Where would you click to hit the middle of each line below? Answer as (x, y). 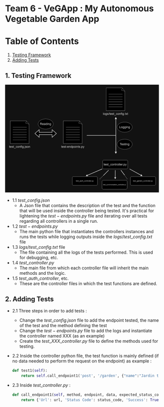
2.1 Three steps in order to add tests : (49, 311)
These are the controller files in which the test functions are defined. (88, 284)
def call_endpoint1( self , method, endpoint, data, (65, 395)
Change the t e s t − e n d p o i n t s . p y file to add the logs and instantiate (86, 331)
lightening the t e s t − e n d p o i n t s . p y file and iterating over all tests (83, 216)
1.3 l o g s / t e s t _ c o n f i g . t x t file (39, 247)
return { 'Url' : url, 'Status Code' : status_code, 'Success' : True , (91, 400)
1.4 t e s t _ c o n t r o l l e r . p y (33, 263)
